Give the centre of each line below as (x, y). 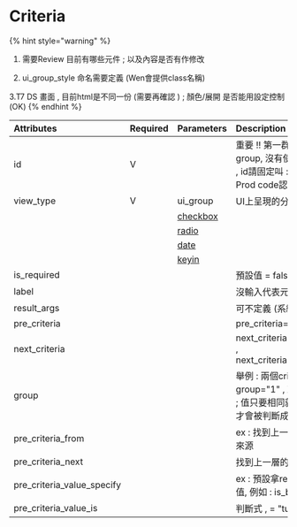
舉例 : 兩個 (257, 376)
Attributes (35, 128)
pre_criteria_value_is (56, 508)
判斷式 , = (255, 508)
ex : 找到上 (258, 432)
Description (261, 128)
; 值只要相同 (260, 402)
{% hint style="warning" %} (60, 41)
